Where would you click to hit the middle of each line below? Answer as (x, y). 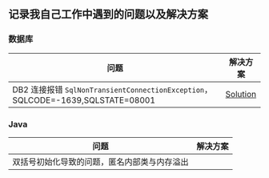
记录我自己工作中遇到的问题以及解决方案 (108, 14)
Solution (241, 94)
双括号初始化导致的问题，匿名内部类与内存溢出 (101, 161)
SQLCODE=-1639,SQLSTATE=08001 (84, 100)
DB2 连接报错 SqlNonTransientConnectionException (108, 89)
